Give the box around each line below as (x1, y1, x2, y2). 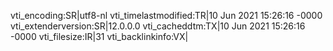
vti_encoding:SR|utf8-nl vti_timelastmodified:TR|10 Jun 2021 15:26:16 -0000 (10, 10, 323, 21)
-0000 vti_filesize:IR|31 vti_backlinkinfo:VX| (10, 31, 189, 42)
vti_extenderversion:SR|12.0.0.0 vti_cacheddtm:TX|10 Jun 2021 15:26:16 (10, 20, 306, 32)
